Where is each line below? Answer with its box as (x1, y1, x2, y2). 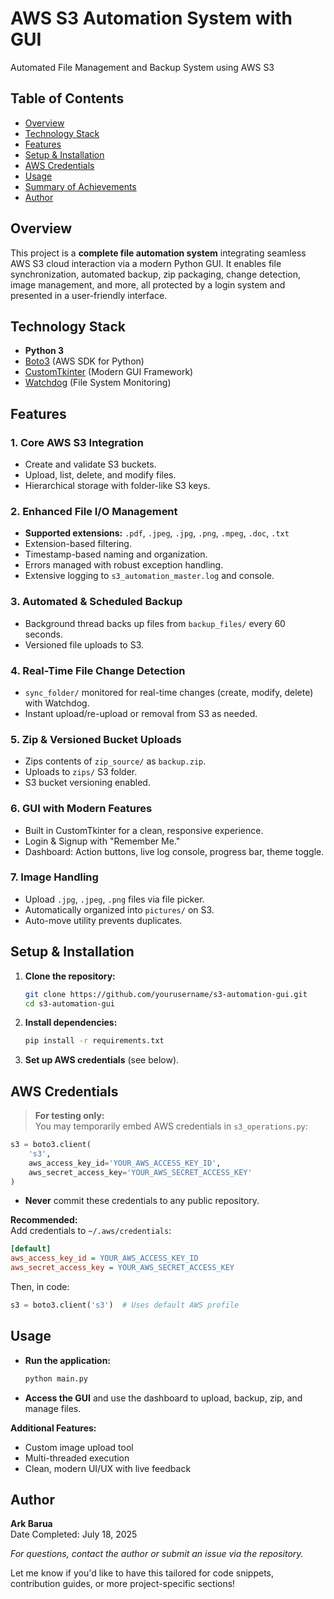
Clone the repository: (24, 970, 116, 982)
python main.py (24, 1373, 89, 1384)
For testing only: (34, 1110, 105, 1122)
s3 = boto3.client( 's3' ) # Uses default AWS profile (10, 1300, 240, 1311)
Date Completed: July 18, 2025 (10, 1528, 138, 1541)
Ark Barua (10, 1518, 53, 1530)
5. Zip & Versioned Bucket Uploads (10, 732, 182, 746)
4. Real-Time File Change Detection (10, 663, 186, 677)
